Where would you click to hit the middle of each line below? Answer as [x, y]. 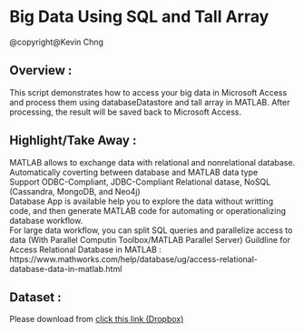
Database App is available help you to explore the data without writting [142, 201]
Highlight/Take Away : [73, 141]
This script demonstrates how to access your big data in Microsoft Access [148, 92]
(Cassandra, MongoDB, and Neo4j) [75, 191]
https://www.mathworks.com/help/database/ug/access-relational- [134, 259]
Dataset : [35, 297]
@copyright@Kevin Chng [57, 42]
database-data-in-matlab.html [66, 268]
